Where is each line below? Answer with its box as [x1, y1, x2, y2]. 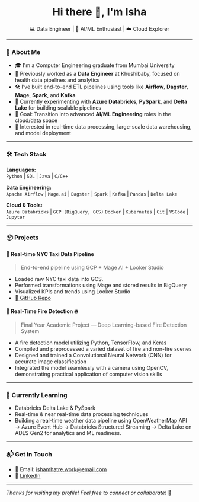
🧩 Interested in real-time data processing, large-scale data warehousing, [14, 123, 192, 130]
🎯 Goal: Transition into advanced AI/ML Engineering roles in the [14, 111, 172, 118]
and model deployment [14, 130, 72, 137]
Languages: [6, 166, 37, 173]
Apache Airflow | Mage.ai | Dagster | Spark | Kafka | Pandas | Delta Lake [6, 190, 178, 197]
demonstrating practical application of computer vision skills [14, 370, 162, 378]
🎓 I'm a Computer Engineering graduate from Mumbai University [14, 62, 175, 69]
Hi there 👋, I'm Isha [52, 5, 147, 19]
